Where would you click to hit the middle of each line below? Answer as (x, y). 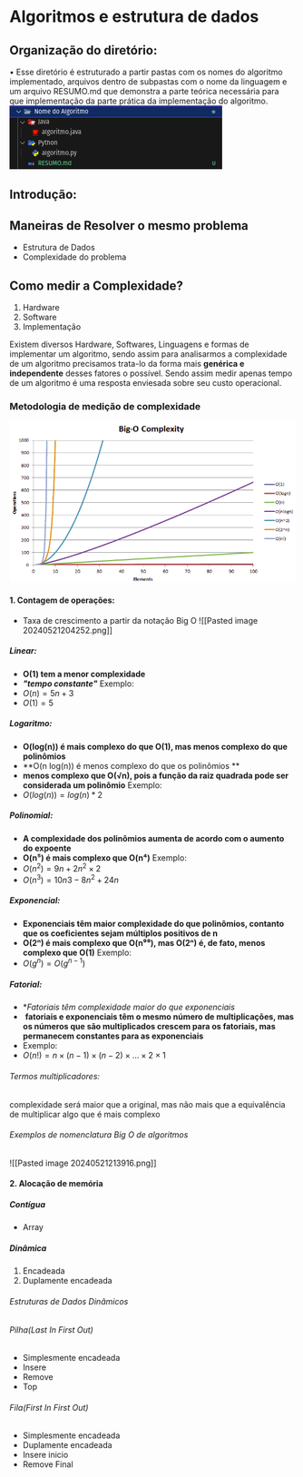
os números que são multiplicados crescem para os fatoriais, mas (149, 1027)
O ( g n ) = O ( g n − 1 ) (54, 962)
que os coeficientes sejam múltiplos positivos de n (120, 933)
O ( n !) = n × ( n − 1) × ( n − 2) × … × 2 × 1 (94, 1056)
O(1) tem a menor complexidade (84, 674)
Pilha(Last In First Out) (51, 1329)
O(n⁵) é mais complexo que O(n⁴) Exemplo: (105, 857)
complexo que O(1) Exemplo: (77, 952)
